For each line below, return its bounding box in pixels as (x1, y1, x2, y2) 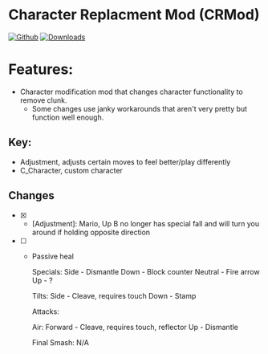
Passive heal (31, 251, 75, 261)
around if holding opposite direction (31, 227, 151, 237)
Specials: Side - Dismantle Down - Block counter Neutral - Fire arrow (31, 267, 260, 276)
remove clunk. (19, 95, 67, 105)
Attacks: (31, 307, 60, 316)
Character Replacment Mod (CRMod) (8, 6, 260, 24)
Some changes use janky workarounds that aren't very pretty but (31, 104, 247, 113)
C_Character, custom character (19, 165, 123, 175)
